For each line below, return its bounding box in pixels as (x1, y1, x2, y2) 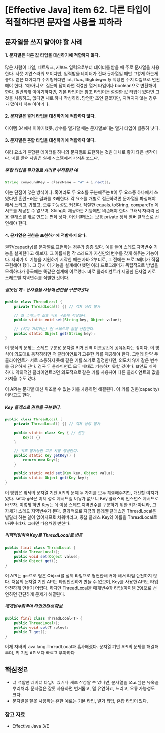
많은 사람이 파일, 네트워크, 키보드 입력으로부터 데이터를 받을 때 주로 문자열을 (5, 64, 151, 70)
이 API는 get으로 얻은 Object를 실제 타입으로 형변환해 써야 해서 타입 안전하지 (5, 573, 152, 579)
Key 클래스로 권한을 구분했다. (5, 404, 61, 410)
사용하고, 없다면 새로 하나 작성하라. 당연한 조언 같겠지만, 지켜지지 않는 (14, 95, 148, 101)
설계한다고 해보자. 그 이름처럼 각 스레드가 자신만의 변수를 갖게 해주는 (14, 250, 145, 256)
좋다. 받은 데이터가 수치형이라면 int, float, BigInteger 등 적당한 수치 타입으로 (5, 77, 151, 82)
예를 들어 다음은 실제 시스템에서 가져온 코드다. (11, 155, 100, 161)
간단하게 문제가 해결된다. (18, 591, 66, 597)
